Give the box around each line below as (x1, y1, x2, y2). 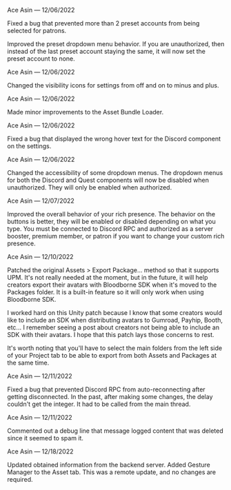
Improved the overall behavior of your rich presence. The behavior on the (7, 210, 216, 218)
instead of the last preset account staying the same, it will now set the (7, 48, 205, 55)
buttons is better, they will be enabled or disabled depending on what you (7, 217, 216, 225)
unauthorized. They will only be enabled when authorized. (7, 183, 172, 192)
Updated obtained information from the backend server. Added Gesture (7, 461, 210, 469)
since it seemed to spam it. (7, 434, 84, 442)
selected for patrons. (7, 27, 67, 34)
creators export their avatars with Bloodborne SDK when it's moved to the (7, 280, 217, 289)
